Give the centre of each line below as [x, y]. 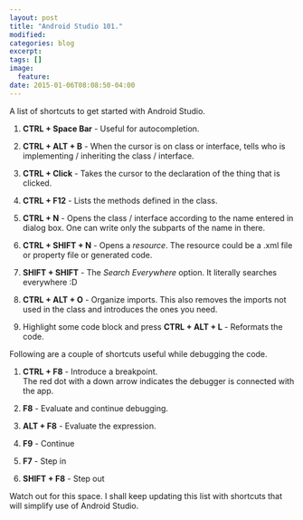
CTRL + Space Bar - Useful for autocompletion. [111, 129]
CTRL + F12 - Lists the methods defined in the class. [120, 200]
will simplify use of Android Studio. [74, 506]
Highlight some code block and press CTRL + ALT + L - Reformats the [152, 326]
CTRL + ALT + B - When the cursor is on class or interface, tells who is [154, 146]
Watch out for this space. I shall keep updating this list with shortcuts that [146, 496]
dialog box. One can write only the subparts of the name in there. [144, 227]
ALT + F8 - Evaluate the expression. [89, 426]
